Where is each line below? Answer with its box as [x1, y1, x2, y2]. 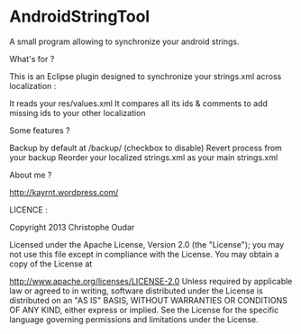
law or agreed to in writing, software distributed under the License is [9, 285, 263, 296]
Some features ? [9, 124, 70, 136]
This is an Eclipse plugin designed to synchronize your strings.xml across [9, 70, 282, 82]
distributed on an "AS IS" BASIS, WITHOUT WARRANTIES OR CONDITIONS [9, 294, 288, 305]
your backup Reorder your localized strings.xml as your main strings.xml [9, 151, 278, 163]
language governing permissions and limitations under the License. [9, 313, 259, 325]
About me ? [9, 169, 52, 180]
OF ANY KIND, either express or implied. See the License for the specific [9, 304, 279, 315]
